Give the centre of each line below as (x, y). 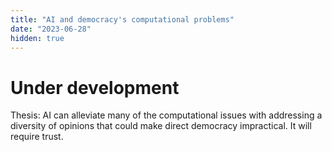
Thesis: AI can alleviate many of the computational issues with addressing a (166, 115)
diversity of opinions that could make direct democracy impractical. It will (161, 126)
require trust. (37, 137)
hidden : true (37, 38)
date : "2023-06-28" (51, 29)
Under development (95, 87)
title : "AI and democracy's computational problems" (122, 19)
